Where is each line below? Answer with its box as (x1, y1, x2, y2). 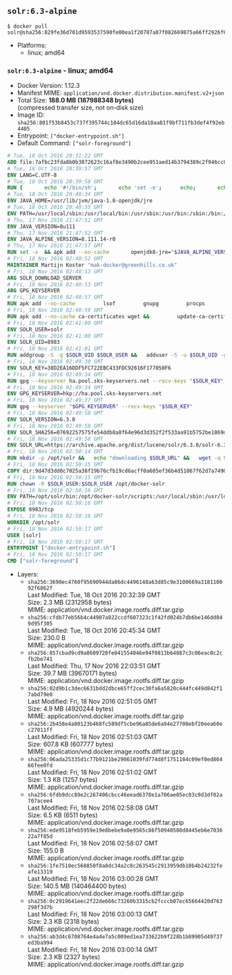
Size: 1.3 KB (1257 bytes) (27, 776, 98, 784)
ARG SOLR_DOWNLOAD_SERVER (7, 274, 81, 282)
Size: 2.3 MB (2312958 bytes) (27, 599, 112, 607)
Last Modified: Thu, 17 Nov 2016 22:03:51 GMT (27, 662, 161, 671)
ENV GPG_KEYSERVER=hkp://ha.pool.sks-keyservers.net (7, 390, 162, 397)
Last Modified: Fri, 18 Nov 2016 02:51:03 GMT (27, 733, 157, 741)
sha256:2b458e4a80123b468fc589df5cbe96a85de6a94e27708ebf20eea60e (27, 720, 223, 728)
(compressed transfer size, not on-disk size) (17, 104, 144, 112)
